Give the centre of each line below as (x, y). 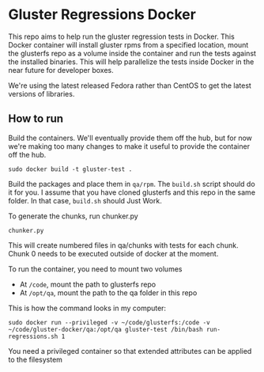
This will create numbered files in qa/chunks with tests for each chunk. (123, 245)
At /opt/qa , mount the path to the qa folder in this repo (108, 292)
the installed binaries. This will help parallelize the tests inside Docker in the (131, 62)
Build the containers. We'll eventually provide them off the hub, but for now (130, 138)
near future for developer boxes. (61, 70)
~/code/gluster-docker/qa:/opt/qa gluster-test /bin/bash (106, 329)
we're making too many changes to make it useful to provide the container (129, 146)
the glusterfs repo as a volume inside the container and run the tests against (132, 53)
